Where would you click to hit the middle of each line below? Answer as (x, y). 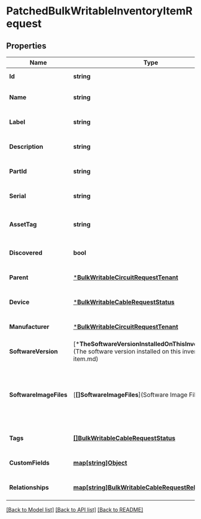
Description (26, 146)
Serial (18, 196)
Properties (26, 46)
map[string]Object (100, 463)
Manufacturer (29, 327)
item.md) (86, 359)
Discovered (26, 253)
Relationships (29, 487)
